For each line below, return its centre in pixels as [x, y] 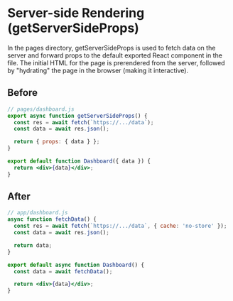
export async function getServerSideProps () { [77, 116]
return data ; [33, 245]
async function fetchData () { [52, 219]
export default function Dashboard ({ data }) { [79, 161]
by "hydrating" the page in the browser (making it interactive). [98, 70]
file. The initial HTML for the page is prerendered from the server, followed [116, 62]
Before [22, 93]
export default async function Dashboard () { [76, 265]
